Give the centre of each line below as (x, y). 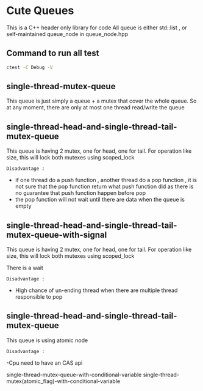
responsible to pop (39, 297)
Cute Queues (40, 11)
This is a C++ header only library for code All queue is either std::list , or (97, 27)
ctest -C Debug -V (30, 67)
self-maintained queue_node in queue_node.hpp (67, 34)
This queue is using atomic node (47, 340)
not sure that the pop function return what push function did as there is (104, 186)
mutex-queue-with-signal (57, 235)
